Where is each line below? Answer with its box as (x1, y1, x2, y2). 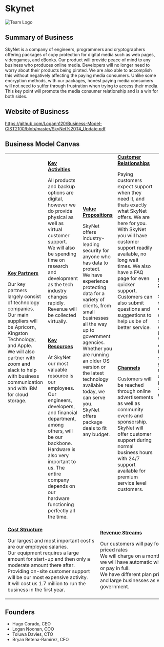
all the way (82, 321, 107, 327)
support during (117, 437, 152, 444)
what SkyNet (117, 208, 147, 215)
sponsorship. (117, 419, 147, 425)
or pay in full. (100, 565, 130, 572)
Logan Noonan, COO (12, 626, 55, 632)
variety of (82, 296, 105, 303)
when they (117, 189, 142, 196)
